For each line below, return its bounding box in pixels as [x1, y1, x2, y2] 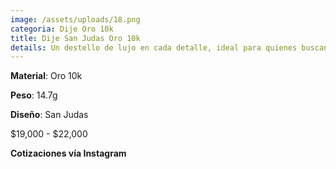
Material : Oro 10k [10, 70, 83, 82]
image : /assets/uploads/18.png [10, 14, 141, 25]
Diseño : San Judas [10, 109, 89, 121]
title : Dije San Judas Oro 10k [10, 33, 141, 43]
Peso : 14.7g [10, 89, 58, 101]
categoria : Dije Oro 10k [10, 24, 114, 34]
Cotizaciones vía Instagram [10, 147, 127, 160]
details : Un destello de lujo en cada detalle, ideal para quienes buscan [10, 42, 329, 53]
